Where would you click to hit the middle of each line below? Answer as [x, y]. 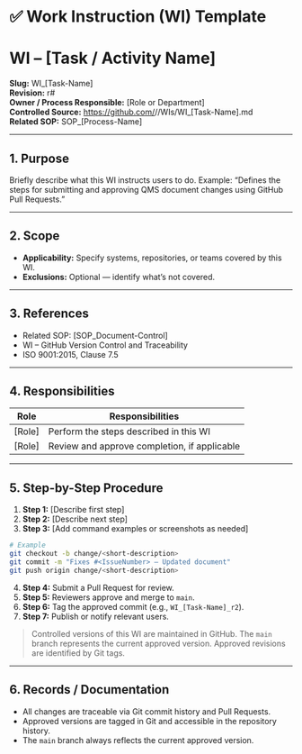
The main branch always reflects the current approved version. [138, 740]
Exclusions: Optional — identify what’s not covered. [119, 277]
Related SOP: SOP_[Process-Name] [76, 122]
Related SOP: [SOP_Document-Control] [95, 335]
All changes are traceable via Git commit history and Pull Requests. [147, 711]
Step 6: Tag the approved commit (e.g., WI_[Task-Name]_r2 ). [133, 606]
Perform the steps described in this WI [129, 432]
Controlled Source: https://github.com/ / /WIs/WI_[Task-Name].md [131, 112]
